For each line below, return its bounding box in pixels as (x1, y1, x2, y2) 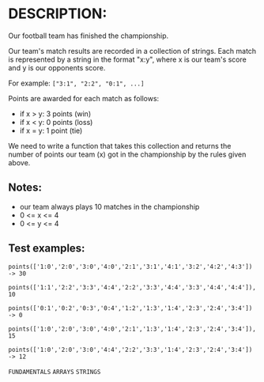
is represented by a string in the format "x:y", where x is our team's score (8, 55, 247, 64)
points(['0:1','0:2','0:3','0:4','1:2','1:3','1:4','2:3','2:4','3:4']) (8, 304, 253, 312)
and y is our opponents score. (8, 62, 106, 72)
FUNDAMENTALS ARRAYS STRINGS (8, 368, 101, 376)
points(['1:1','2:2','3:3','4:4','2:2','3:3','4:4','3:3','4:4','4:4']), (8, 283, 257, 291)
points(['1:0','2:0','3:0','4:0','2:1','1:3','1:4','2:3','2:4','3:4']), (8, 325, 257, 333)
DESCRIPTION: (8, 5, 107, 23)
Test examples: (8, 242, 85, 255)
